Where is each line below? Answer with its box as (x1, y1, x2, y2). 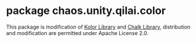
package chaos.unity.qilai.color (6, 4, 166, 17)
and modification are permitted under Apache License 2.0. (6, 29, 149, 36)
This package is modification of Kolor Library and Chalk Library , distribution (6, 23, 191, 30)
